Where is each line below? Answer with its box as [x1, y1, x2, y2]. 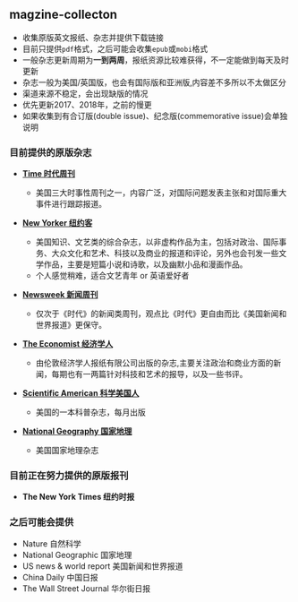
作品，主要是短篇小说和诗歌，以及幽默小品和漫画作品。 [43, 259, 248, 270]
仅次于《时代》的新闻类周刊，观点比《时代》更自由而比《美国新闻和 [35, 308, 287, 319]
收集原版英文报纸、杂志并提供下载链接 [21, 31, 164, 43]
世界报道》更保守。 [35, 320, 107, 331]
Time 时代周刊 [21, 168, 76, 179]
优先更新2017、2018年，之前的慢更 [21, 99, 152, 110]
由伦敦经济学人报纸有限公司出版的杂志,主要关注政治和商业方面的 [35, 357, 274, 368]
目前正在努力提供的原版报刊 [9, 469, 129, 482]
